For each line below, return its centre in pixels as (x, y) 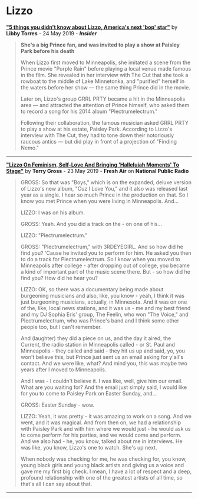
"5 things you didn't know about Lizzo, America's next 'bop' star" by (92, 27)
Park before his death (47, 51)
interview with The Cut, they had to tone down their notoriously (97, 135)
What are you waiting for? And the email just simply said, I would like (104, 387)
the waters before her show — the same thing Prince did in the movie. (105, 87)
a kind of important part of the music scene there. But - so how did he (105, 271)
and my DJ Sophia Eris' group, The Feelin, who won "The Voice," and (104, 314)
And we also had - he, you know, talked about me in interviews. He (101, 441)
